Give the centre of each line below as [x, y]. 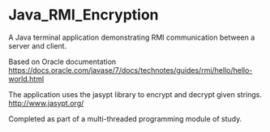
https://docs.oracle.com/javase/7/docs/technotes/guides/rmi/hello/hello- [131, 70]
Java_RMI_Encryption [84, 15]
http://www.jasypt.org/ [46, 103]
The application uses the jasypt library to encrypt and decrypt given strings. [135, 94]
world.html [26, 79]
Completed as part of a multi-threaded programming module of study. [125, 118]
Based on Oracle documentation [62, 62]
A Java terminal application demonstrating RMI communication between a [132, 37]
